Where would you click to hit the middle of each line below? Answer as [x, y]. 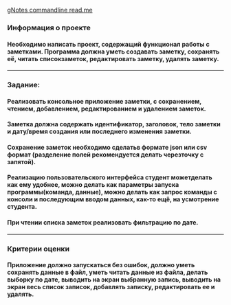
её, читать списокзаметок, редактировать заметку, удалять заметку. [113, 58]
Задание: [23, 85]
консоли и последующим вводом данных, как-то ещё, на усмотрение [113, 199]
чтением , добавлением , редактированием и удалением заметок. [107, 109]
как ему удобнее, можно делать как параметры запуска [93, 185]
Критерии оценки [38, 249]
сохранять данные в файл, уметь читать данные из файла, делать [108, 272]
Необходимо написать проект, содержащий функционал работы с [108, 44]
